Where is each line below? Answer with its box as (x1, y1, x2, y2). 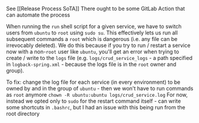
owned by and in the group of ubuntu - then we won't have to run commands (6, 85, 194, 92)
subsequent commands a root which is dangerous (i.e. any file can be (6, 36, 178, 42)
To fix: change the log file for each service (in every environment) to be (6, 78, 181, 86)
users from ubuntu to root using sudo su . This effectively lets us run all (6, 29, 178, 36)
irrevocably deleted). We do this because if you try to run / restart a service (6, 42, 191, 49)
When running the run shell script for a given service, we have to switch (6, 23, 182, 30)
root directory (6, 110, 40, 117)
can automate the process (6, 11, 70, 18)
